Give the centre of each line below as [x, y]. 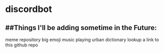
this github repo [22, 45]
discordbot [29, 9]
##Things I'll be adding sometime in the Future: [81, 28]
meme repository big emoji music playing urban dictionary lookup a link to [82, 39]
